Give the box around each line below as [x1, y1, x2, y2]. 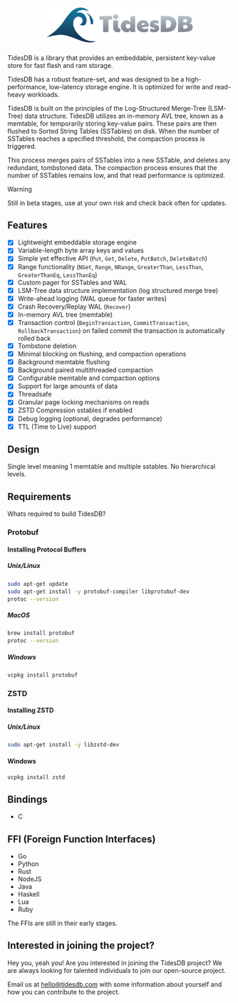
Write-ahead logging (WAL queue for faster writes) [17, 294, 167, 303]
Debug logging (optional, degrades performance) [17, 414, 162, 423]
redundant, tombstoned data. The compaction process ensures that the [7, 163, 217, 171]
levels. [7, 470, 26, 479]
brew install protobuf [7, 629, 75, 637]
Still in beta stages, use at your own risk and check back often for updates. [7, 199, 227, 207]
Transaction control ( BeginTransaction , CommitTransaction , [17, 318, 190, 326]
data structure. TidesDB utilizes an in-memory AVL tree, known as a [24, 111, 224, 120]
